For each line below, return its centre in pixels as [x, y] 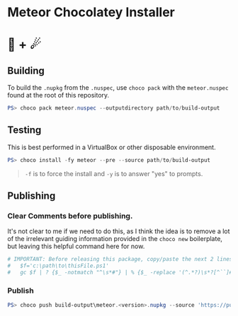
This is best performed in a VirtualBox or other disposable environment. [112, 147]
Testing [24, 130]
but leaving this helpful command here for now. [76, 246]
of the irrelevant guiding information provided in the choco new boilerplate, [115, 239]
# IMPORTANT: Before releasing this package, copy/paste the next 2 [110, 259]
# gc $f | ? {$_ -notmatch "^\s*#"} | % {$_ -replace [91, 273]
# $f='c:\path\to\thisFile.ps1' [58, 266]
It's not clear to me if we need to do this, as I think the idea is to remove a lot [119, 231]
